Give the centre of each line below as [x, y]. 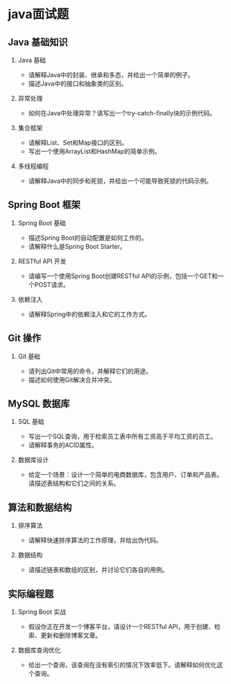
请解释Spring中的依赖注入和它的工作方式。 [89, 314]
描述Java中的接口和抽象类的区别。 [78, 83]
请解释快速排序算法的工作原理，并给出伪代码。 [95, 540]
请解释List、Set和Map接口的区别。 [78, 142]
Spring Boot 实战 [42, 612]
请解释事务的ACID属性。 [63, 445]
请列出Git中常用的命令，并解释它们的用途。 [90, 371]
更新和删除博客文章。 [71, 635]
